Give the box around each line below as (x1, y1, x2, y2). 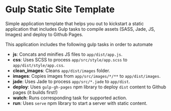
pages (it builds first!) (12, 89, 58, 95)
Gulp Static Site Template (5, 4, 115, 15)
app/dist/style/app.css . (12, 62, 65, 68)
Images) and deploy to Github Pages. (5, 31, 83, 37)
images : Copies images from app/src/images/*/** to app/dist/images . (12, 73, 161, 79)
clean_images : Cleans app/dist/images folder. (12, 68, 111, 74)
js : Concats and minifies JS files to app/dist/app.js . (12, 51, 123, 57)
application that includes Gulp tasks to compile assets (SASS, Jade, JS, (5, 26, 156, 32)
